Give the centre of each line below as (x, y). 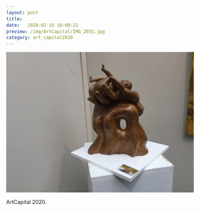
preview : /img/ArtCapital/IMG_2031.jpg (56, 32)
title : (14, 19)
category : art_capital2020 (40, 38)
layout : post (22, 12)
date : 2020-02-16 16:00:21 (42, 25)
